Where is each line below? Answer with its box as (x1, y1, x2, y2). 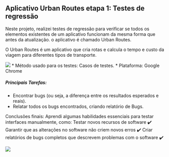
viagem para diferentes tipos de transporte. (5, 52, 97, 58)
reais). (12, 98, 27, 104)
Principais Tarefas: (5, 79, 47, 86)
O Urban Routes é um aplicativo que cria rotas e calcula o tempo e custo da (5, 46, 164, 53)
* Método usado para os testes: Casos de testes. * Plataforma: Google (11, 62, 160, 69)
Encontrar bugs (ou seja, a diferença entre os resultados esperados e (12, 92, 159, 99)
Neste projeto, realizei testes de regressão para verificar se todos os (5, 26, 150, 32)
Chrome (5, 68, 22, 74)
